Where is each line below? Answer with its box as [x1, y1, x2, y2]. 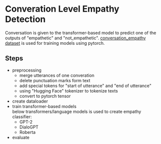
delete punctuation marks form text [19, 77, 91, 83]
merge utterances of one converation [19, 72, 95, 78]
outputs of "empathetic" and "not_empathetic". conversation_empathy [5, 35, 146, 41]
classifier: [12, 113, 32, 120]
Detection [5, 14, 46, 25]
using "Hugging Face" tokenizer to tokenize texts [19, 88, 118, 93]
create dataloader [12, 98, 48, 104]
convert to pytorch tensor [19, 93, 71, 99]
